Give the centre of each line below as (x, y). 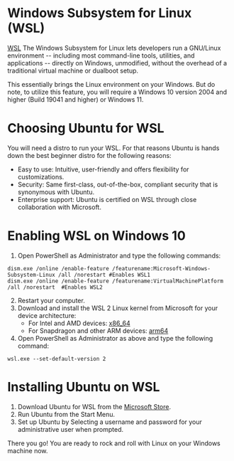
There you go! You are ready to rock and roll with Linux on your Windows (114, 443)
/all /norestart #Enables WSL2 (55, 287)
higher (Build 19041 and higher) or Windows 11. (76, 99)
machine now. (28, 450)
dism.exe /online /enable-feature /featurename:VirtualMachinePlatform (115, 281)
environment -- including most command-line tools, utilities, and (101, 55)
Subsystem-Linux (31, 275)
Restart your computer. (51, 300)
